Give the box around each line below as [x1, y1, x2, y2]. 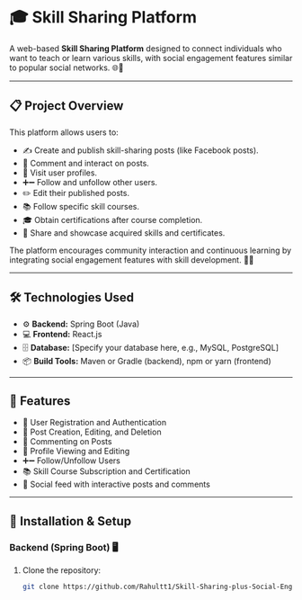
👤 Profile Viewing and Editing [22, 446, 130, 457]
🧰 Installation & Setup [9, 514, 132, 529]
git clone [22, 582, 60, 592]
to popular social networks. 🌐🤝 [9, 62, 124, 73]
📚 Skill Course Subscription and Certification [22, 466, 191, 477]
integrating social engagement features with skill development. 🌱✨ [9, 254, 254, 265]
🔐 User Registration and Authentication [22, 417, 167, 428]
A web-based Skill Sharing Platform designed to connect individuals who [9, 42, 282, 54]
